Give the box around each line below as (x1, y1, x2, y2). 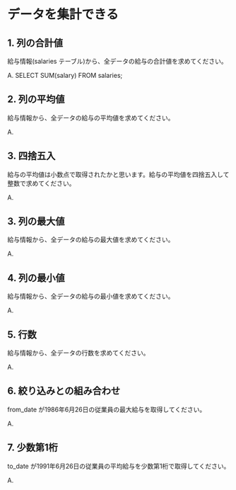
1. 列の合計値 (7, 37, 64, 49)
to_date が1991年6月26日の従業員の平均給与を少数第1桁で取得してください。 (7, 462, 230, 470)
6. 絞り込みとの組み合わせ (7, 385, 121, 397)
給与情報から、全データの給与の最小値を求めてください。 (7, 292, 175, 301)
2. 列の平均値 (7, 93, 65, 106)
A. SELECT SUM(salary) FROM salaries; (7, 72, 123, 79)
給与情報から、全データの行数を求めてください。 (7, 348, 150, 358)
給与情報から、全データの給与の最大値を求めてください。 (7, 235, 175, 244)
